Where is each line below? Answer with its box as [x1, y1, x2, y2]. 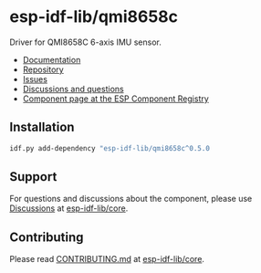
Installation [9, 120, 75, 135]
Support [9, 169, 57, 184]
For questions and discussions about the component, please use [9, 194, 253, 205]
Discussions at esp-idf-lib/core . [9, 203, 129, 214]
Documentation [22, 54, 81, 65]
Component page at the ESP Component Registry [22, 93, 210, 104]
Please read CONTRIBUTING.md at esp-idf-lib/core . [9, 254, 205, 265]
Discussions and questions [22, 83, 125, 94]
